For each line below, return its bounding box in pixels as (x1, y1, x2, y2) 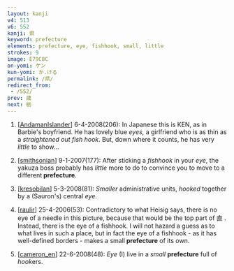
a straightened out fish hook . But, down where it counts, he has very (17, 135, 215, 143)
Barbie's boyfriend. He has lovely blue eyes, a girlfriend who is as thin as (17, 127, 227, 136)
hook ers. (17, 257, 43, 265)
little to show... (17, 142, 59, 151)
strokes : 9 (7, 50, 39, 57)
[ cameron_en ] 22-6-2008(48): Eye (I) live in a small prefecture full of (17, 249, 218, 258)
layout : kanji (7, 10, 49, 17)
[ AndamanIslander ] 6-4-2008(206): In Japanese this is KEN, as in (17, 120, 207, 129)
